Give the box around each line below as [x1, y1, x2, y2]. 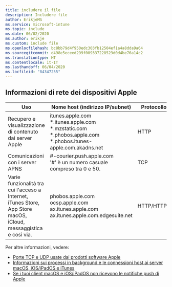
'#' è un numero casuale [50, 159, 109, 166]
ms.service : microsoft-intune [5, 21, 70, 27]
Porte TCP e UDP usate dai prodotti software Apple [12, 254, 121, 260]
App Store [8, 205, 32, 212]
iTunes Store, [8, 199, 40, 206]
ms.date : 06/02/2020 [5, 31, 50, 36]
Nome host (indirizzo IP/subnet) [51, 103, 132, 111]
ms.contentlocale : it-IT [5, 60, 58, 65]
